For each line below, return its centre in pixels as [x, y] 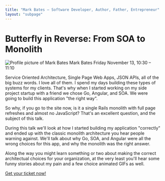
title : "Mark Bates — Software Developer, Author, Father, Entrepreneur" [82, 10]
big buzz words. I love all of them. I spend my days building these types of [81, 83]
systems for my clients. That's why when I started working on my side [76, 88]
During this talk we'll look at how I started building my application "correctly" [83, 128]
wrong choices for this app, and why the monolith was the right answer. [78, 144]
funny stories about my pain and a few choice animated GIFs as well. [75, 164]
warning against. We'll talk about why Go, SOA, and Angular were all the [78, 139]
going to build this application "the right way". [51, 99]
